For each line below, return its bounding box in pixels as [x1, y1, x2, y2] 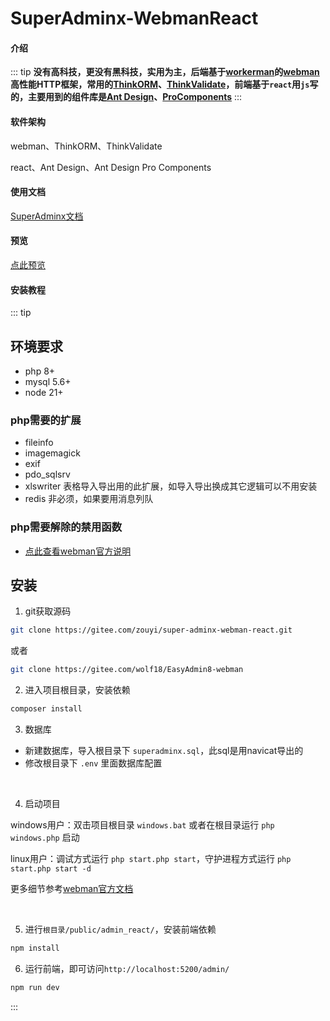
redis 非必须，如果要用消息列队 [24, 493, 154, 505]
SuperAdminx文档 [10, 210, 84, 222]
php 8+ [24, 365, 56, 377]
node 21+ [24, 387, 64, 399]
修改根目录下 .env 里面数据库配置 [24, 757, 163, 769]
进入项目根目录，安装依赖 [24, 684, 131, 696]
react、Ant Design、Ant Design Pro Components [10, 161, 212, 173]
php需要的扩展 [10, 413, 82, 427]
